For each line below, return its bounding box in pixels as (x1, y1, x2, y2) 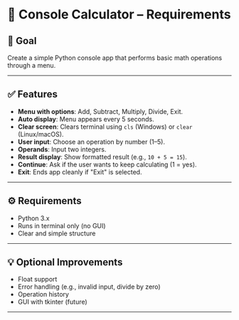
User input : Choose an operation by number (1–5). (17, 137, 166, 146)
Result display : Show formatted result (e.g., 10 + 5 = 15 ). (17, 152, 187, 161)
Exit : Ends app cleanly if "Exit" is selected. (17, 167, 142, 176)
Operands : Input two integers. (17, 145, 107, 154)
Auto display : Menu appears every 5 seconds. (17, 114, 154, 123)
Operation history (17, 290, 70, 299)
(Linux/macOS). (17, 129, 64, 138)
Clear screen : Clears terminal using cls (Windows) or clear (17, 122, 193, 131)
